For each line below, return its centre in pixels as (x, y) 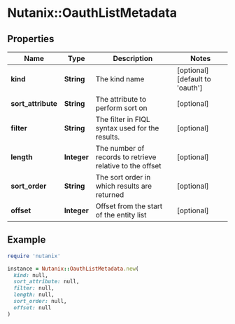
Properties (31, 39)
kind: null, (31, 275)
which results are (124, 186)
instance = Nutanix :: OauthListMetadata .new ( (73, 269)
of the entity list (121, 215)
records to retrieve (126, 157)
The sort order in (123, 177)
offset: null (33, 308)
